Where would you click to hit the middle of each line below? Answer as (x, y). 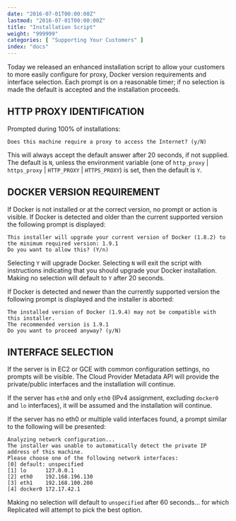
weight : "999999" (33, 34)
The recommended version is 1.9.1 (58, 324)
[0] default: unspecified (45, 464)
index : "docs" (28, 47)
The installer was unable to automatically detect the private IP (107, 446)
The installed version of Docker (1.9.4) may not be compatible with (112, 312)
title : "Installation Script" (52, 27)
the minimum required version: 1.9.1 (63, 244)
